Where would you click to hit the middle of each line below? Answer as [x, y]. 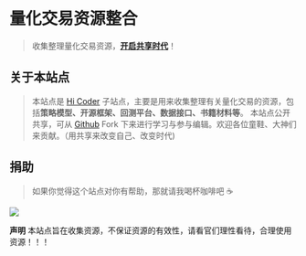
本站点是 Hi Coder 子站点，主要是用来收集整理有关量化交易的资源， [159, 101]
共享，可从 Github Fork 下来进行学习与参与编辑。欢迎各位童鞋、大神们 [164, 123]
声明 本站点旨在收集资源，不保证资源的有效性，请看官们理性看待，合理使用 [151, 230]
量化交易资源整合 [74, 19]
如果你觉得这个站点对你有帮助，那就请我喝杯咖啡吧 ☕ [132, 191]
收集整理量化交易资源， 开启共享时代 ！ [104, 46]
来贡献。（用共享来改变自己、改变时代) [103, 135]
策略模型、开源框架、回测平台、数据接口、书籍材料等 [140, 112]
